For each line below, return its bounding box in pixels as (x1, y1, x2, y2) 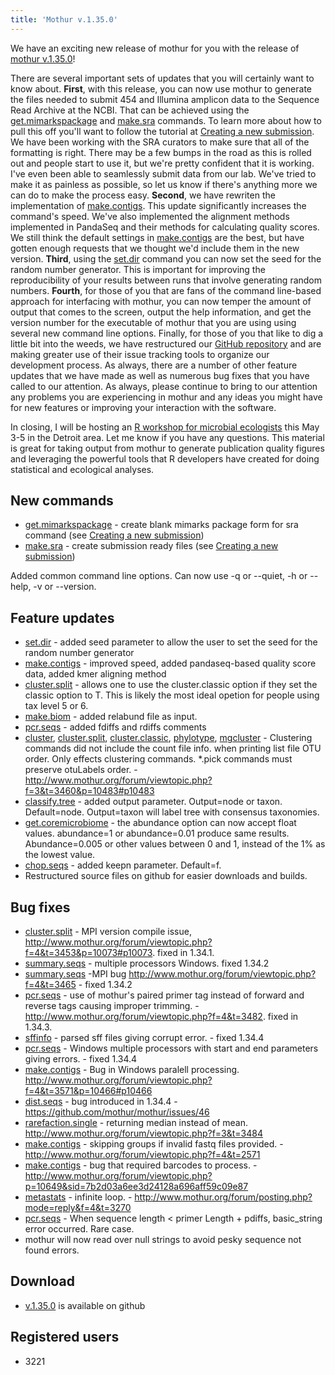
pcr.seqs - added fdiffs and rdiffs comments (24, 721, 207, 733)
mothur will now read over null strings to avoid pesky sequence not (24, 1234, 302, 1246)
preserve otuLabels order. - (24, 764, 138, 776)
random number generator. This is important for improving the (10, 263, 266, 275)
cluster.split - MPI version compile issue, (24, 926, 192, 938)
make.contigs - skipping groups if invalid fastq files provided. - (24, 1138, 284, 1150)
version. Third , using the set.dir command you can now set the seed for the (10, 252, 322, 265)
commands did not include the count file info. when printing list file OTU (24, 742, 322, 755)
